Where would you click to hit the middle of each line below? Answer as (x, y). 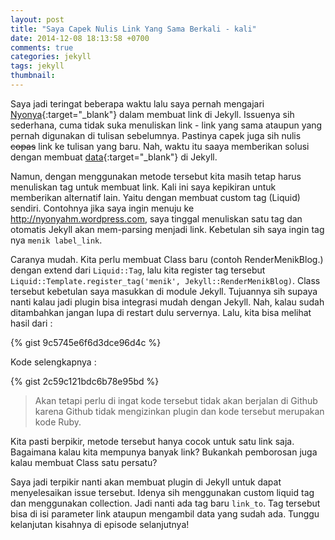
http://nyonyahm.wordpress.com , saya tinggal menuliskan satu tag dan (156, 218)
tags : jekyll (37, 66)
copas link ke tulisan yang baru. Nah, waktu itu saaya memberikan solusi (160, 146)
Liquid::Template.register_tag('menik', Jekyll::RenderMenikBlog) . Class (165, 280)
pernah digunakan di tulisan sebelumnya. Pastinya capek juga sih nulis (156, 135)
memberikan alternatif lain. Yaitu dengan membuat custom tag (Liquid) (155, 197)
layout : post (37, 19)
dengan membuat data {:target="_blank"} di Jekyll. (114, 157)
